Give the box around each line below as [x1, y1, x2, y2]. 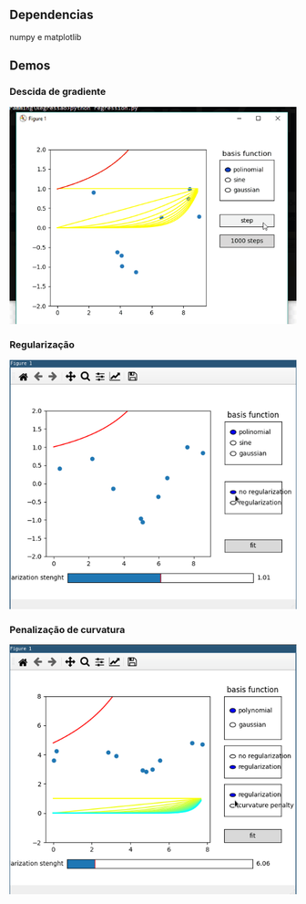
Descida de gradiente [9, 86, 107, 99]
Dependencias [9, 7, 94, 23]
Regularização [9, 338, 76, 351]
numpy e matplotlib [9, 31, 82, 42]
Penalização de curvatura [9, 623, 126, 636]
